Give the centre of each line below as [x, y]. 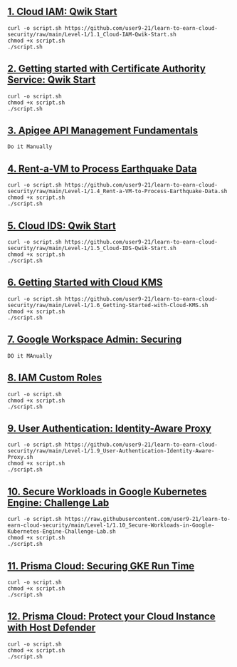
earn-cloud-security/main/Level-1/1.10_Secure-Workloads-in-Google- [111, 526]
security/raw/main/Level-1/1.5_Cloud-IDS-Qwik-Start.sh [92, 249]
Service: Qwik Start [52, 80]
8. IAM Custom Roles [54, 378]
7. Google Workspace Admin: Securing [95, 340]
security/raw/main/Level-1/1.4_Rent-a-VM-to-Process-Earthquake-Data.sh [117, 192]
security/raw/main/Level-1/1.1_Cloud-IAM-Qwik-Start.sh [92, 34]
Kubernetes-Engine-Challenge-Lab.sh [62, 532]
